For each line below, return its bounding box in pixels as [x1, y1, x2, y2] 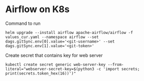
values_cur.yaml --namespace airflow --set [5, 34, 99, 39]
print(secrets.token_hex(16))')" [5, 71, 76, 76]
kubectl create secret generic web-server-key [5, 62, 106, 67]
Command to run [5, 20, 41, 26]
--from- [107, 62, 124, 67]
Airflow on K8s [5, 4, 70, 15]
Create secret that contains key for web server [5, 52, 103, 58]
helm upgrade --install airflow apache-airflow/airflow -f [5, 30, 133, 35]
